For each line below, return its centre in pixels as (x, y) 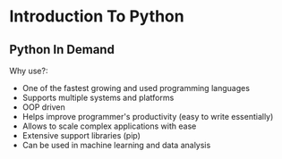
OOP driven (43, 107)
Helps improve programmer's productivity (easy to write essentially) (148, 117)
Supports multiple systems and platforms (98, 97)
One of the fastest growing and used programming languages (136, 88)
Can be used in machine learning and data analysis (116, 145)
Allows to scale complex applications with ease (109, 126)
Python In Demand (62, 50)
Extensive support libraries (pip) (81, 135)
